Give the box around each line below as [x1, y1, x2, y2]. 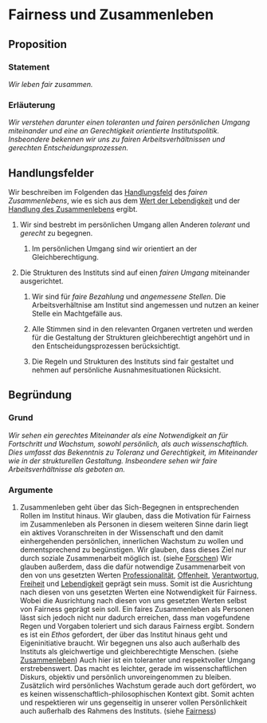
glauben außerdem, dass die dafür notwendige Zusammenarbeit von [19, 562, 245, 571]
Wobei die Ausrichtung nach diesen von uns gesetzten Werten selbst [19, 595, 247, 605]
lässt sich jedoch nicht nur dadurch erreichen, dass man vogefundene [19, 613, 250, 622]
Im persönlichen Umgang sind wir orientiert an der [31, 244, 198, 253]
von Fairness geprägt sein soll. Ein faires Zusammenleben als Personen [19, 604, 254, 614]
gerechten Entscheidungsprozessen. [8, 143, 129, 153]
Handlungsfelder [8, 166, 94, 180]
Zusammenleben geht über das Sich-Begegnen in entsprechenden [19, 502, 239, 512]
